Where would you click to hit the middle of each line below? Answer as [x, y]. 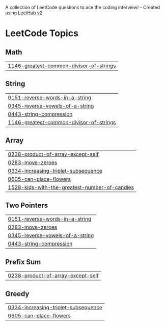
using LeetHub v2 [24, 13]
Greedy [17, 294]
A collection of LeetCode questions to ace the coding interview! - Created [83, 7]
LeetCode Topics [42, 33]
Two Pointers [27, 206]
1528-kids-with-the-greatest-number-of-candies [71, 187]
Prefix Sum [23, 262]
